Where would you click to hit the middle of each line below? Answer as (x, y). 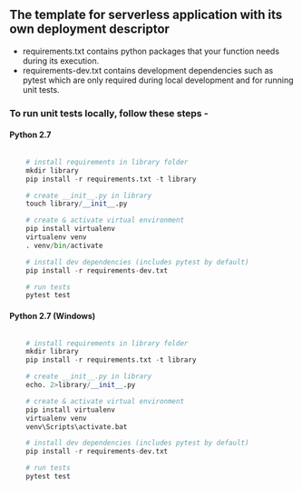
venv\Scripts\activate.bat (77, 426)
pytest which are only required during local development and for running (158, 80)
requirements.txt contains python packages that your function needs (151, 51)
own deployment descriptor (90, 30)
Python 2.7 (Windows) (53, 315)
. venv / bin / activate (64, 245)
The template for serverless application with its (146, 15)
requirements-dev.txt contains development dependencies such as (148, 70)
